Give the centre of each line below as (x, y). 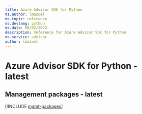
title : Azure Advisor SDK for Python (44, 10)
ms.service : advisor (26, 37)
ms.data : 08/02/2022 (26, 28)
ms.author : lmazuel (25, 14)
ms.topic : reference (26, 19)
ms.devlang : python (25, 23)
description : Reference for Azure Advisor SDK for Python (66, 32)
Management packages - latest (54, 95)
